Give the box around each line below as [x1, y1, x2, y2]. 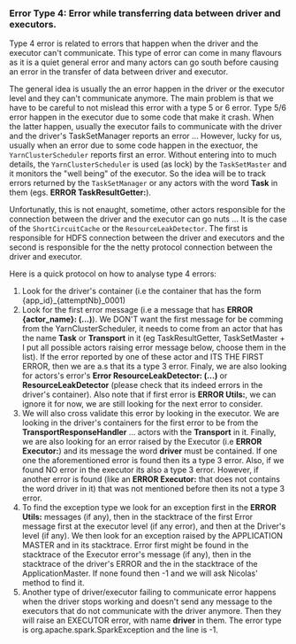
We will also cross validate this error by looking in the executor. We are [21, 408, 280, 419]
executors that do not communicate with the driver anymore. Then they [21, 606, 282, 617]
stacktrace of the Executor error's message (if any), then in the [21, 549, 252, 560]
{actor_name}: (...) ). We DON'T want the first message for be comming [21, 314, 284, 325]
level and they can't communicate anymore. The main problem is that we [9, 93, 274, 104]
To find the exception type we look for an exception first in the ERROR [21, 502, 277, 513]
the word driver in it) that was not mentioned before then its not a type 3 [21, 484, 285, 494]
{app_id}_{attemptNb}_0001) [21, 295, 126, 306]
